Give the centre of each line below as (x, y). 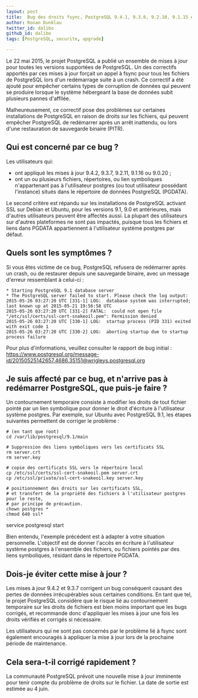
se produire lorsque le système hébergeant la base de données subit (90, 92)
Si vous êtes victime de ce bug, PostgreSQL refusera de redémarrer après (96, 267)
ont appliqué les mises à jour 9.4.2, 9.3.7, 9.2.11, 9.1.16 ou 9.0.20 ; (93, 173)
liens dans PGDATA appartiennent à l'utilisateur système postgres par (90, 228)
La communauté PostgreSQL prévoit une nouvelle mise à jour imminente (94, 676)
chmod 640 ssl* (25, 514)
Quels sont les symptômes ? (59, 253)
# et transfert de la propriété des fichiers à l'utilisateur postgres (96, 494)
